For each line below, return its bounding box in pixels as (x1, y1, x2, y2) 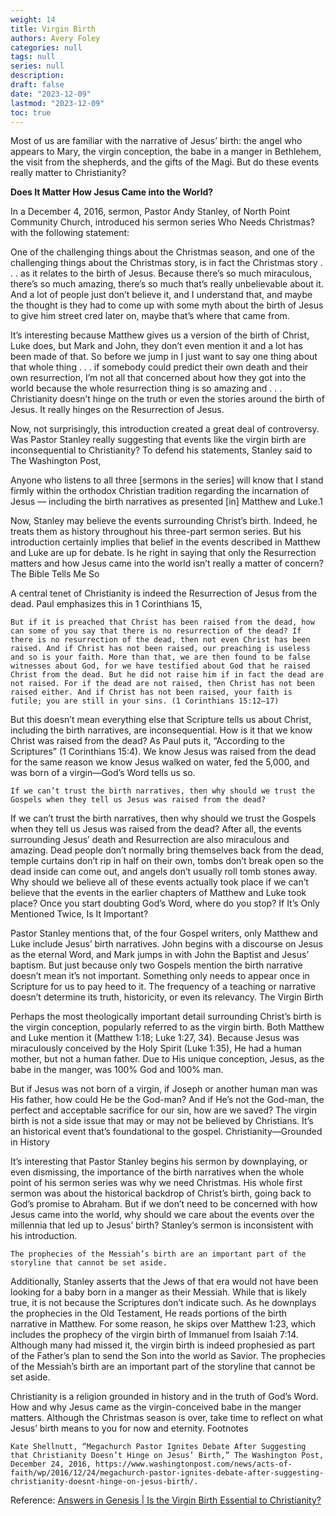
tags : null (10, 52, 56, 62)
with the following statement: (10, 227, 130, 239)
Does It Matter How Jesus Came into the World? (10, 186, 214, 198)
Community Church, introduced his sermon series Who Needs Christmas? (10, 216, 315, 228)
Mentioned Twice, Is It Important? (10, 908, 149, 920)
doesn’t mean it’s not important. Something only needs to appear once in (10, 970, 310, 982)
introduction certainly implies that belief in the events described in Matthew (10, 536, 322, 548)
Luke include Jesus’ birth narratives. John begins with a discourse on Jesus (10, 938, 323, 950)
